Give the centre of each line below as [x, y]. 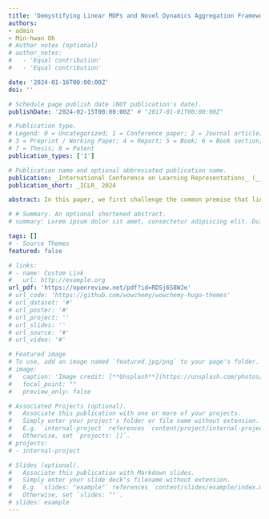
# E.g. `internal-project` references [77, 428]
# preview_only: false [50, 392]
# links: [23, 265]
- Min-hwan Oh [32, 38]
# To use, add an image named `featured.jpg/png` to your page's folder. [134, 362]
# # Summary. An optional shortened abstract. [87, 214]
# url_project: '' [39, 317]
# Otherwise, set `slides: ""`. [66, 495]
